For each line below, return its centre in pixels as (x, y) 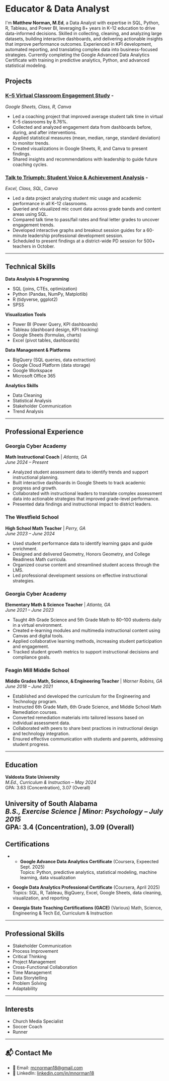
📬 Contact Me (29, 1053)
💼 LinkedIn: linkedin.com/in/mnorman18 (53, 1073)
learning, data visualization (48, 878)
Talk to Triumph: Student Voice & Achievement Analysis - (77, 178)
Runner (20, 1032)
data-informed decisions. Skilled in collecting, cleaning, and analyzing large (83, 33)
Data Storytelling (30, 978)
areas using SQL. (30, 214)
